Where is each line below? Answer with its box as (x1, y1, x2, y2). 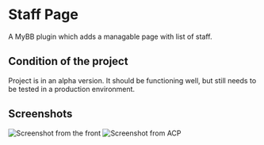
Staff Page (8, 6, 79, 24)
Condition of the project (8, 55, 128, 68)
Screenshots (8, 107, 73, 120)
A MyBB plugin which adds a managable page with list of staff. (8, 32, 212, 41)
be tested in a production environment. (8, 84, 136, 93)
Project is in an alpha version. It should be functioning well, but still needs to (8, 75, 257, 85)
